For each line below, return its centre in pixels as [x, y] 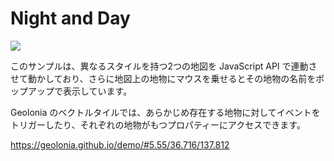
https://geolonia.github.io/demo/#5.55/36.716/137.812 [120, 144]
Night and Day [70, 18]
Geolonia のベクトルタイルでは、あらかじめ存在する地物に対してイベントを [165, 112]
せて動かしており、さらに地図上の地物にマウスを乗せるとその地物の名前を [163, 78]
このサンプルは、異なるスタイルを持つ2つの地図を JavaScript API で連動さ [164, 66]
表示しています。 [97, 91]
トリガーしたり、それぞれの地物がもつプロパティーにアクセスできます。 [158, 124]
